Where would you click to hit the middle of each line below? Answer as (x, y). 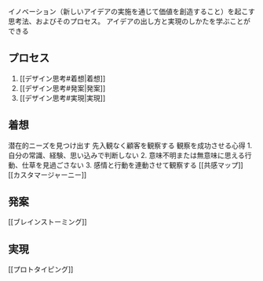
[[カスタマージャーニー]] (47, 175)
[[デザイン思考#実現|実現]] (62, 98)
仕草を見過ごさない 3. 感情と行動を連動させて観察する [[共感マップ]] (132, 165)
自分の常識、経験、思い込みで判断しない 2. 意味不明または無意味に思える (127, 155)
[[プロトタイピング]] (41, 269)
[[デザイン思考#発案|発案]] (62, 88)
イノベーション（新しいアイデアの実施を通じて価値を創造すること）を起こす (131, 11)
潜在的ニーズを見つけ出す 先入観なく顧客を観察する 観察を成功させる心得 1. (130, 145)
